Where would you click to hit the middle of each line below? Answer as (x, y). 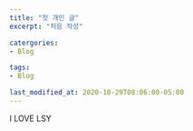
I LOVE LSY (30, 118)
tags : (19, 68)
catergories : (34, 43)
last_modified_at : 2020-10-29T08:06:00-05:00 (96, 93)
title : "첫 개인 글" (44, 18)
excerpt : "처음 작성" (46, 26)
